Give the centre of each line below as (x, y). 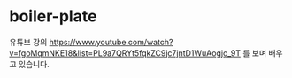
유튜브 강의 (28, 42)
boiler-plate (53, 16)
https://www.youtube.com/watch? (111, 42)
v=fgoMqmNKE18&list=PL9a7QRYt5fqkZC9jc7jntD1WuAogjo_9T (125, 53)
